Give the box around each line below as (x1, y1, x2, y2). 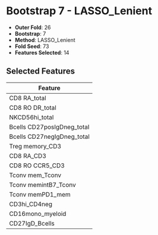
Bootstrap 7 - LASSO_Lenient (6, 4, 153, 18)
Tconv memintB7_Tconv (9, 180, 76, 189)
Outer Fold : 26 (14, 24, 51, 31)
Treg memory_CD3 (9, 142, 61, 150)
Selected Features (6, 66, 75, 77)
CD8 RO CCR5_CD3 (9, 161, 65, 170)
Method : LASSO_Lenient (14, 36, 75, 43)
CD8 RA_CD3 (9, 151, 46, 160)
